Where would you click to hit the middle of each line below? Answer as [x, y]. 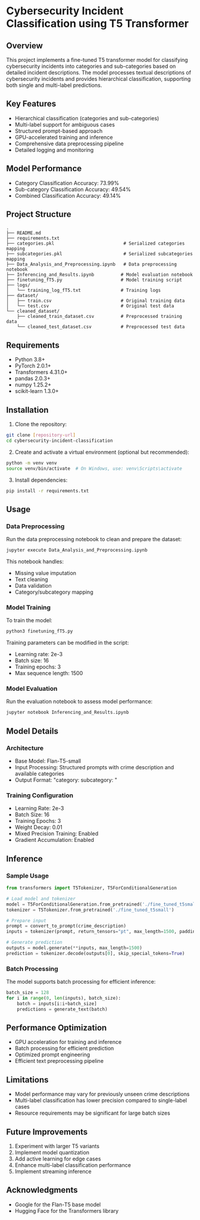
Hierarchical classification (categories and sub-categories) [87, 118]
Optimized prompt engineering [52, 1054]
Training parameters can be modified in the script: [68, 643]
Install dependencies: [41, 480]
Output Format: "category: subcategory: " [66, 780]
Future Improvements [47, 1132]
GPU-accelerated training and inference [64, 137]
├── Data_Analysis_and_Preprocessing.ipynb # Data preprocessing [92, 264]
